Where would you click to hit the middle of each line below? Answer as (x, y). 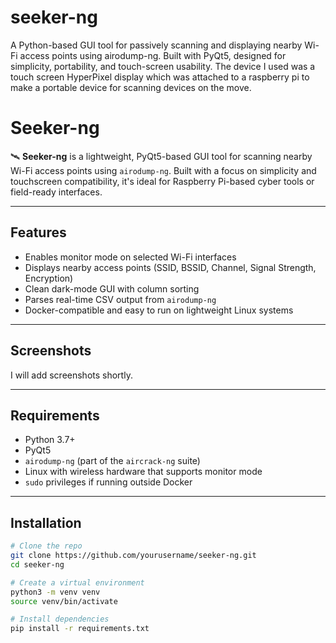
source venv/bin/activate (64, 601)
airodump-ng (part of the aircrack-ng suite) (112, 461)
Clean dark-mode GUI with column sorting (112, 288)
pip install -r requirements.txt (80, 629)
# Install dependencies (60, 619)
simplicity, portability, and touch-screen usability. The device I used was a (163, 66)
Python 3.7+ (50, 440)
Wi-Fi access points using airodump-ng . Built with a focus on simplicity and (163, 170)
